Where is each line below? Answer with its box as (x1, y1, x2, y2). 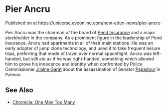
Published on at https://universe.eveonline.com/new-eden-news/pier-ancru (5, 20, 161, 26)
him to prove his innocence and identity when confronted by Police (5, 61, 143, 67)
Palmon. (5, 71, 22, 77)
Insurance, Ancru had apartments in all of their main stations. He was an (5, 40, 154, 46)
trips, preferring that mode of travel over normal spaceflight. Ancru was (5, 51, 152, 56)
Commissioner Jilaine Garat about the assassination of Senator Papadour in (5, 66, 161, 72)
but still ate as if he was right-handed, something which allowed (23, 55, 155, 61)
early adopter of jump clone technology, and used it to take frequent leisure (5, 45, 161, 51)
